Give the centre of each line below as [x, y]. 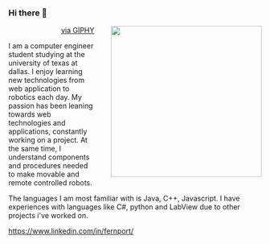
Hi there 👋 [28, 13]
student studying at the [47, 55]
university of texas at [43, 63]
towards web [30, 114]
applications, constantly [48, 131]
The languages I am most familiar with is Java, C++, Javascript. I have [124, 199]
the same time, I [35, 149]
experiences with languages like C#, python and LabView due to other [125, 207]
